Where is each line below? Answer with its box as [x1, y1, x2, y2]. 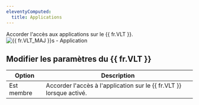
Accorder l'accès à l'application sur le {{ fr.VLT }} [46, 81, 182, 90]
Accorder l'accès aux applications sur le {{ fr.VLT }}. [6, 30, 133, 37]
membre [9, 89, 33, 97]
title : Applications [11, 14, 62, 20]
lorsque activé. [46, 89, 87, 97]
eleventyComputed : [6, 8, 52, 15]
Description [101, 72, 135, 80]
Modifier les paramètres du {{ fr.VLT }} [6, 54, 152, 64]
